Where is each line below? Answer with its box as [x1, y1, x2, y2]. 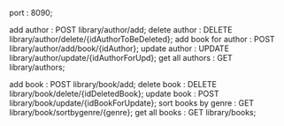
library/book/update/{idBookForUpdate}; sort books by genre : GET [9, 98, 255, 108]
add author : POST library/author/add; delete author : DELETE [9, 25, 233, 34]
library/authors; [9, 62, 65, 72]
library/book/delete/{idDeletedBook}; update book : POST [9, 88, 219, 99]
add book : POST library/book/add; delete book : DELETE [9, 79, 217, 89]
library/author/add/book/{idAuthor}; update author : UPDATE [9, 43, 230, 54]
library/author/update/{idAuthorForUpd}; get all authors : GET [9, 53, 233, 63]
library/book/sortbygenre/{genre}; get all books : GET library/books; [9, 107, 257, 117]
